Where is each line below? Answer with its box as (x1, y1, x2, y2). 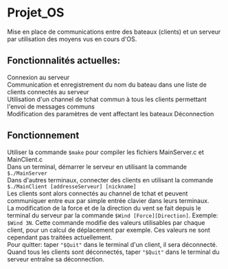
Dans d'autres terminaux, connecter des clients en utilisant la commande (7, 175, 214, 184)
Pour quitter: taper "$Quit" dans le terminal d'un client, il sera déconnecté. (7, 240, 218, 248)
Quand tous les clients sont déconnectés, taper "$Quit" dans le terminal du (7, 248, 220, 256)
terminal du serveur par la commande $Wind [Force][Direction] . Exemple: (7, 211, 218, 219)
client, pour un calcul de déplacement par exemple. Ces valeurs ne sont (7, 226, 211, 234)
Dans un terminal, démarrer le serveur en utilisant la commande (7, 162, 187, 171)
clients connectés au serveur (7, 87, 89, 96)
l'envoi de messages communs (7, 102, 95, 111)
